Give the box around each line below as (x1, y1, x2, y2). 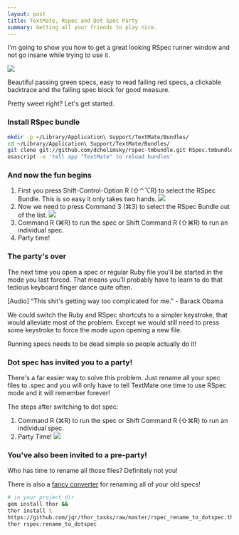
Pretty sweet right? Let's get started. (7, 99, 115, 108)
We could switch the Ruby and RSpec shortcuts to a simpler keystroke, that (7, 310, 228, 319)
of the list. (17, 211, 48, 220)
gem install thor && (7, 501, 69, 508)
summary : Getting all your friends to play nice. (7, 24, 158, 31)
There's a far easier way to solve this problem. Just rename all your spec (7, 374, 221, 382)
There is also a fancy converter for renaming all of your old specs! (7, 480, 201, 489)
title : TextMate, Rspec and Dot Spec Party (7, 17, 139, 24)
